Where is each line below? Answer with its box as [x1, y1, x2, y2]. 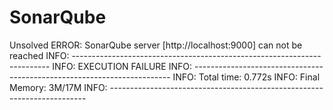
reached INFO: [9, 49, 70, 61]
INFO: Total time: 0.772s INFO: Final [172, 71, 321, 83]
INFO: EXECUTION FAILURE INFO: [52, 60, 193, 72]
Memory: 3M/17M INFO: [9, 81, 108, 93]
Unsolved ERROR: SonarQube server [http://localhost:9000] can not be [9, 39, 303, 51]
